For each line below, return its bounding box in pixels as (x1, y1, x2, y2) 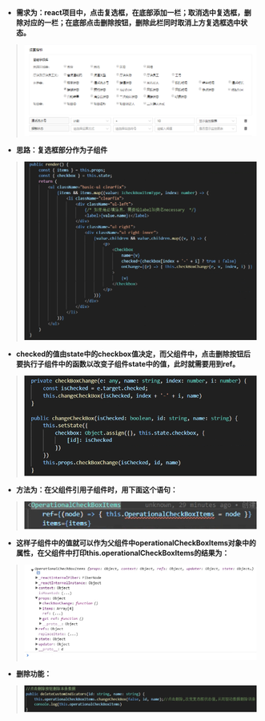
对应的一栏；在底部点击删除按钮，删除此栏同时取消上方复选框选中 (22, 18, 241, 27)
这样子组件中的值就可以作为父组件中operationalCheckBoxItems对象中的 (15, 537, 256, 548)
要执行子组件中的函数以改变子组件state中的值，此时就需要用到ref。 (15, 358, 240, 368)
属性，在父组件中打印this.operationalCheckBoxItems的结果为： (15, 548, 230, 557)
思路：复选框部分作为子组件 (15, 144, 108, 155)
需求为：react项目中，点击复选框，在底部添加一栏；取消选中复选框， (15, 8, 245, 17)
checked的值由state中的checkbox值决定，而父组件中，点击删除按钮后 (15, 349, 251, 358)
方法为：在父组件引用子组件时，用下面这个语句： (15, 484, 178, 494)
